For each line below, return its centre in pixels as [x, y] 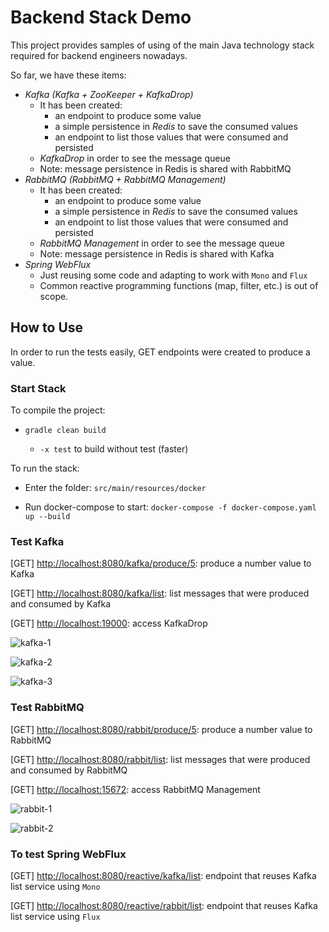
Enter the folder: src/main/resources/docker [115, 488]
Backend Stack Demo [101, 17]
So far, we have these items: [68, 75]
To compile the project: [58, 410]
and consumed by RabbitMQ [69, 770]
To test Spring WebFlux [68, 854]
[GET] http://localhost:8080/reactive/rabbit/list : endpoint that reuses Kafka [164, 905]
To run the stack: [45, 468]
